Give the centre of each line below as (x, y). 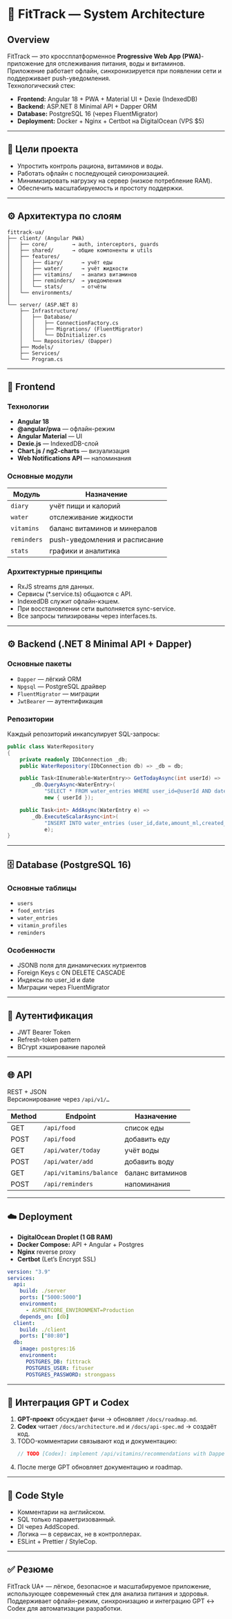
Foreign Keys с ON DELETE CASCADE (71, 973)
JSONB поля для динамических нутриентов (82, 965)
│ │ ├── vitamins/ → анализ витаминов (72, 275)
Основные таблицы (42, 888)
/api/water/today (72, 1150)
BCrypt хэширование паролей (61, 1047)
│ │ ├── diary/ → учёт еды (60, 262)
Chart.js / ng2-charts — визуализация (73, 451)
